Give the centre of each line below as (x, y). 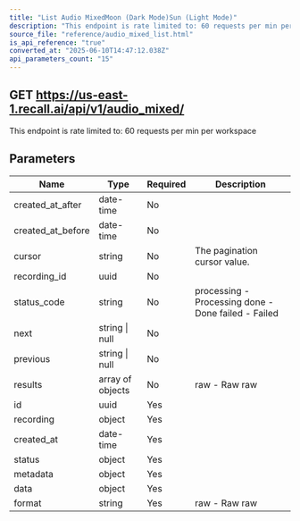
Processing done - (234, 302)
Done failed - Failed (237, 313)
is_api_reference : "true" (57, 42)
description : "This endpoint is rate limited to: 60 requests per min (143, 26)
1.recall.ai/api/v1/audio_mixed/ (97, 109)
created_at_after (48, 205)
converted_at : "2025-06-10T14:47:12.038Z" (89, 51)
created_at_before (52, 231)
